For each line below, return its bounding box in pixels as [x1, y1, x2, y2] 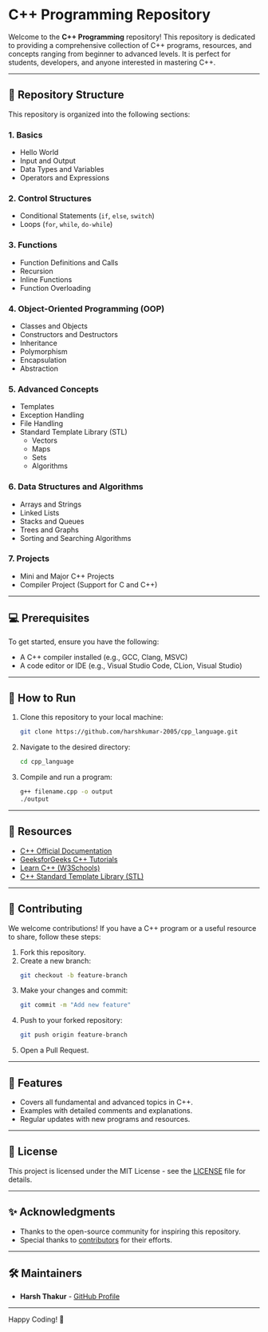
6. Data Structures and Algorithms [8, 481, 144, 492]
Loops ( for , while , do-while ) [19, 220, 113, 229]
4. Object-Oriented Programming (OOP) [8, 303, 165, 314]
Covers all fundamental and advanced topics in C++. [19, 1097, 194, 1107]
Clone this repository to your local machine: [19, 713, 164, 722]
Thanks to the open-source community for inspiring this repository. [19, 1227, 241, 1236]
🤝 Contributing [8, 902, 83, 916]
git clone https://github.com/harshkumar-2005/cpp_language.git [19, 728, 238, 736]
